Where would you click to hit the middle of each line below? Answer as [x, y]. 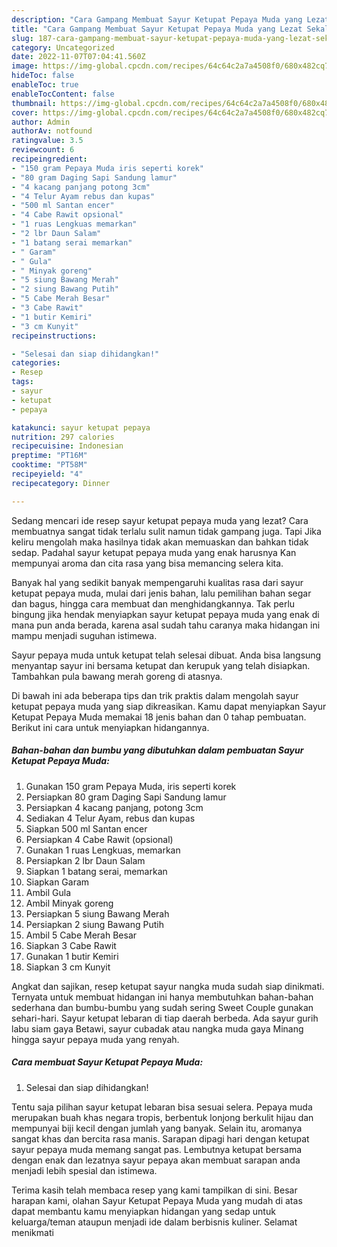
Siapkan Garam [57, 882]
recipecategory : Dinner [61, 483]
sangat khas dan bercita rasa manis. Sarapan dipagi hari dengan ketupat [160, 1138]
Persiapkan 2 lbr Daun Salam [85, 860]
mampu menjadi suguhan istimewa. [84, 635]
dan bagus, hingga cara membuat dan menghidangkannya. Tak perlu [153, 603]
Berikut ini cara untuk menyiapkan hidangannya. [110, 727]
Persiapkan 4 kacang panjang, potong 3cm [114, 807]
